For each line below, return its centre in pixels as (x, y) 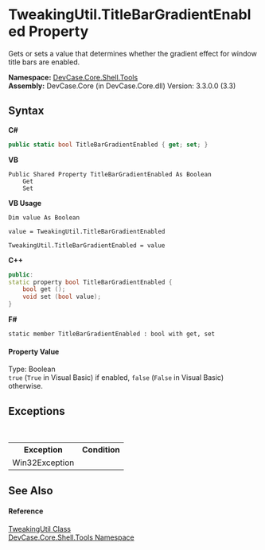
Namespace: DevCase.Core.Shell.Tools (73, 77)
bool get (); (44, 289)
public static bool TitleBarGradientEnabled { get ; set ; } (108, 145)
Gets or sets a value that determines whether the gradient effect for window (132, 53)
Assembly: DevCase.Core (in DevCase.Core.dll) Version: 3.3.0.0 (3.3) (122, 86)
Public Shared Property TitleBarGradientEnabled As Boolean (110, 174)
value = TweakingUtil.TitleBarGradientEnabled (87, 231)
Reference (26, 511)
